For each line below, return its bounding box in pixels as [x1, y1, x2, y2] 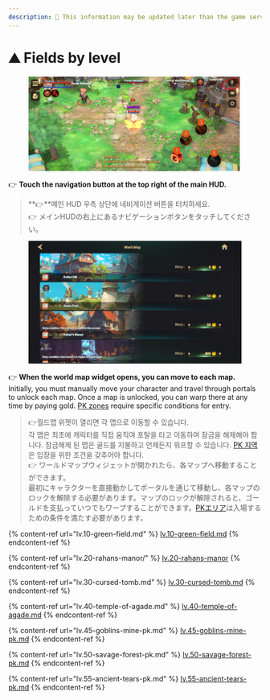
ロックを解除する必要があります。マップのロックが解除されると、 [27, 492, 246, 502]
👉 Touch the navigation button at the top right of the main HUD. [8, 179, 227, 189]
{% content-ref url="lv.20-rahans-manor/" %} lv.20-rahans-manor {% [8, 553, 241, 562]
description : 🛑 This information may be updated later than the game [8, 13, 247, 21]
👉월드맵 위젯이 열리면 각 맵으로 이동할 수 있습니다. [27, 417, 189, 426]
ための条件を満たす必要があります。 [27, 513, 148, 522]
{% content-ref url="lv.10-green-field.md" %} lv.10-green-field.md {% [8, 529, 239, 538]
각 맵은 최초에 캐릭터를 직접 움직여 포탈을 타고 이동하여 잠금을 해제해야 [27, 430, 249, 439]
